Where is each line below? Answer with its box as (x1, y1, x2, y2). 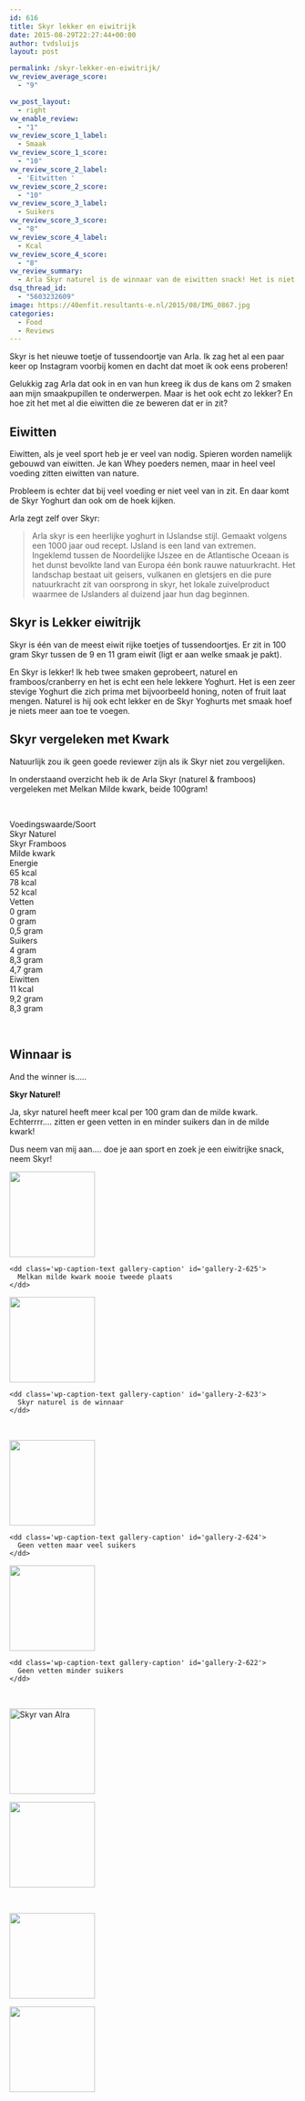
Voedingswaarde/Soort (9, 818, 97, 830)
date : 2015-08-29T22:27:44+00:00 (9, 30, 137, 39)
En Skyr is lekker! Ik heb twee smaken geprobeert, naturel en (9, 667, 239, 678)
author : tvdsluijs (9, 38, 79, 48)
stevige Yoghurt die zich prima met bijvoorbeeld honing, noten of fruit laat (9, 686, 287, 697)
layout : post (9, 47, 59, 57)
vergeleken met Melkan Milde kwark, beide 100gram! (9, 783, 208, 794)
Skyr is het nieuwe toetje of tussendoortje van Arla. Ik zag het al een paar (9, 351, 285, 362)
